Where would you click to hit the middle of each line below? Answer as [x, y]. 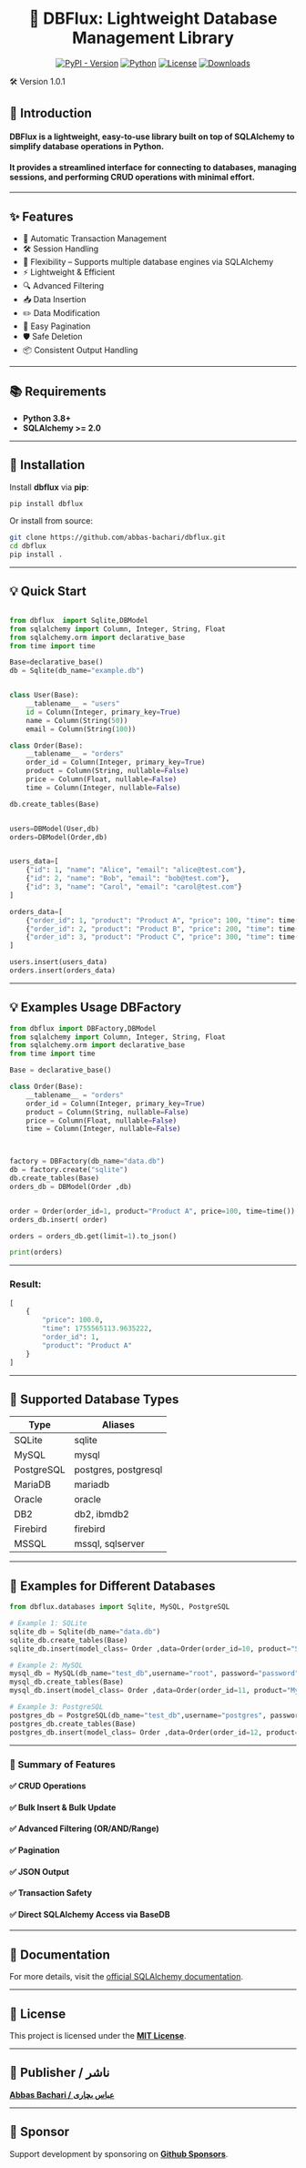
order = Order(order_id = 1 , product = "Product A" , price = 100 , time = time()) [153, 1211]
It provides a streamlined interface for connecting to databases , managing [153, 167]
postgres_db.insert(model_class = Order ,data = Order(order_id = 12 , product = [154, 1732]
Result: [25, 1285]
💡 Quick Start [48, 591]
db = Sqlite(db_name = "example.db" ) [77, 671]
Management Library [153, 38]
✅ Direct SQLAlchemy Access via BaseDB [90, 1914]
